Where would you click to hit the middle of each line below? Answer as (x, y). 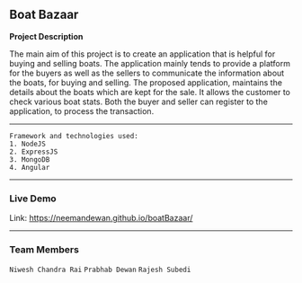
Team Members (44, 250)
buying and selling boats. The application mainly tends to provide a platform (150, 63)
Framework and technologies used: (74, 136)
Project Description (46, 36)
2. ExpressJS (34, 152)
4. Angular (30, 167)
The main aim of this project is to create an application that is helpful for (142, 54)
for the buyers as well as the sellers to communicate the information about (147, 73)
